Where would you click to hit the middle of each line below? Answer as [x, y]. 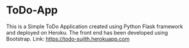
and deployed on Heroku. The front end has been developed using [87, 32]
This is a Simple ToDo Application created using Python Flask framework [94, 26]
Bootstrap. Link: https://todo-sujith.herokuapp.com [68, 39]
